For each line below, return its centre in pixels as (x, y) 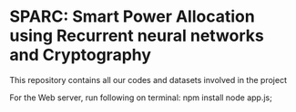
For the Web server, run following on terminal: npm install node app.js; (141, 98)
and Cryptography (81, 55)
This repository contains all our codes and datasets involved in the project (148, 79)
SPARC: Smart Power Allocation (132, 17)
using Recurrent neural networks (137, 36)
